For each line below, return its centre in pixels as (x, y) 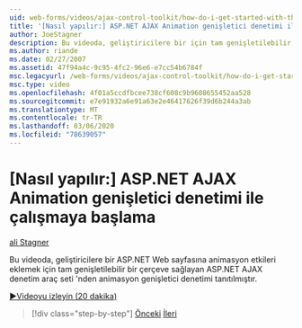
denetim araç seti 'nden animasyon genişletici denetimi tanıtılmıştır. (133, 279)
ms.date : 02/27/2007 (48, 59)
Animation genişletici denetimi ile (137, 198)
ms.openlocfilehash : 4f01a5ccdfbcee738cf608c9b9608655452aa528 (130, 93)
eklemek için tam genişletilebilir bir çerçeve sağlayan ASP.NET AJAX (136, 269)
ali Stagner (29, 242)
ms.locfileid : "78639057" (58, 135)
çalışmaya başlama (83, 217)
